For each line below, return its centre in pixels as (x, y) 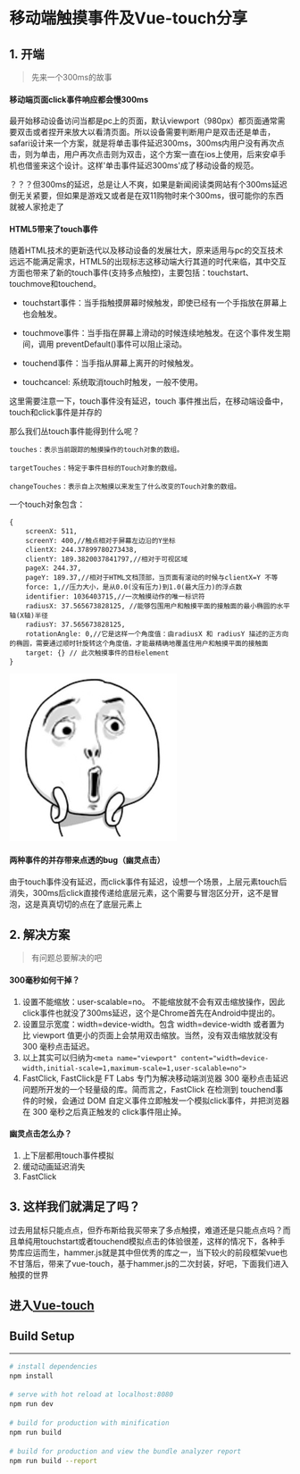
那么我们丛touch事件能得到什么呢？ (75, 431)
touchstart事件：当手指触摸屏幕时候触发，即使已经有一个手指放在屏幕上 (154, 303)
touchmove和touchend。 (55, 284)
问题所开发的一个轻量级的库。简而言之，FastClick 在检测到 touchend (149, 1089)
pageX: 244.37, (54, 568)
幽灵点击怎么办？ (41, 1134)
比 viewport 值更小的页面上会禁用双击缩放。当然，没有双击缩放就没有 (150, 1035)
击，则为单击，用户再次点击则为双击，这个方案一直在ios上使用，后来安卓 (144, 155)
